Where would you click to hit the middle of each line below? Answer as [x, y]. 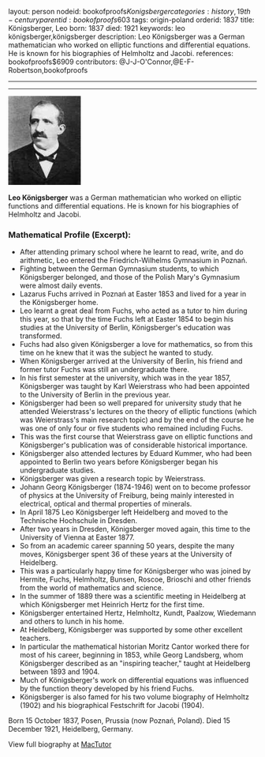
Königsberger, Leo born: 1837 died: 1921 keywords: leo [97, 28]
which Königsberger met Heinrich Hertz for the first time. [112, 604]
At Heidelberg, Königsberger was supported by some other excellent [131, 630]
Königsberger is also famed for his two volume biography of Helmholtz [134, 697]
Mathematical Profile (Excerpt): [70, 235]
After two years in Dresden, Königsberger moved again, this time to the [135, 529]
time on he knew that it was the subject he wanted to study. [116, 353]
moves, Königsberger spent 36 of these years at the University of [126, 554]
